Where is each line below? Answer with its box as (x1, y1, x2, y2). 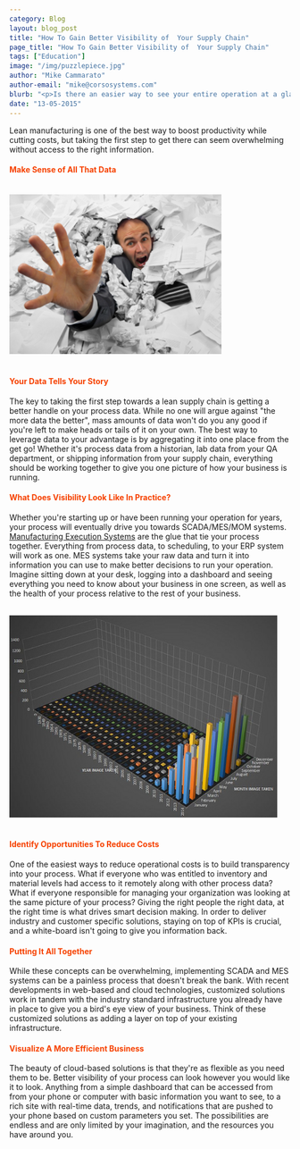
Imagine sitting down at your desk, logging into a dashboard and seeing (9, 568, 272, 580)
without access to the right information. (9, 144, 154, 155)
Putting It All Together (9, 945, 93, 956)
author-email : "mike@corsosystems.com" (9, 80, 158, 89)
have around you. (9, 1129, 74, 1140)
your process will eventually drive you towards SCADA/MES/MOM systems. (9, 521, 287, 532)
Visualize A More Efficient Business (9, 1043, 145, 1053)
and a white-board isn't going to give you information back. (9, 926, 228, 936)
